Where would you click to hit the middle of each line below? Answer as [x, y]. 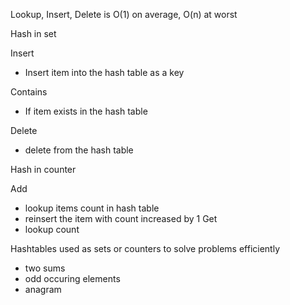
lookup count [52, 229]
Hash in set [33, 33]
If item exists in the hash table [86, 111]
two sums [45, 268]
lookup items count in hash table [92, 208]
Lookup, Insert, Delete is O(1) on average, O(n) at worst [124, 14]
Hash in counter [43, 169]
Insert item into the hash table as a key [104, 72]
